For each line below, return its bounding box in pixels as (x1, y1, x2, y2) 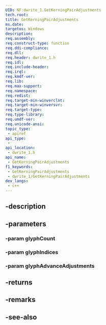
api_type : (5, 136, 26, 141)
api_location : (5, 145, 36, 151)
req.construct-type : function (5, 41, 70, 46)
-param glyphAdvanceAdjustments (5, 262, 95, 269)
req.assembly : (5, 36, 36, 41)
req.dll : (5, 50, 24, 55)
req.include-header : (5, 64, 49, 69)
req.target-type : (5, 107, 42, 112)
